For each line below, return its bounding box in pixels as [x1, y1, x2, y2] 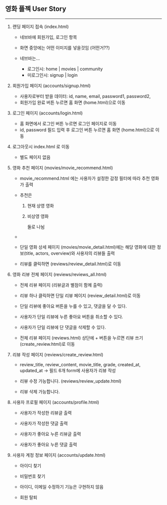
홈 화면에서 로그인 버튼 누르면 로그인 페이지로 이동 [19, 120, 117, 126]
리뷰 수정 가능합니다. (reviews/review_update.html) [19, 378, 122, 384]
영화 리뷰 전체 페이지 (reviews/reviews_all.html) [12, 271, 107, 277]
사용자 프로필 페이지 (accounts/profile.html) [12, 399, 99, 405]
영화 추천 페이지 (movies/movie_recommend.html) [12, 165, 113, 171]
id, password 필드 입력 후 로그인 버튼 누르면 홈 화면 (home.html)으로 [19, 126, 155, 133]
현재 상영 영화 [27, 202, 54, 208]
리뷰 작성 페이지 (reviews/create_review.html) [12, 351, 103, 357]
